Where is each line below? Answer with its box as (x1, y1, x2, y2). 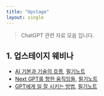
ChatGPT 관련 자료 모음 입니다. (20, 31, 94, 39)
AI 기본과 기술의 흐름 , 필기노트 (14, 68, 85, 75)
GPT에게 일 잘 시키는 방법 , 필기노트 (14, 83, 97, 90)
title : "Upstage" (6, 8, 50, 15)
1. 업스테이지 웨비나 (6, 50, 74, 61)
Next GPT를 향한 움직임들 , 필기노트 (14, 76, 98, 83)
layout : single (6, 14, 44, 20)
